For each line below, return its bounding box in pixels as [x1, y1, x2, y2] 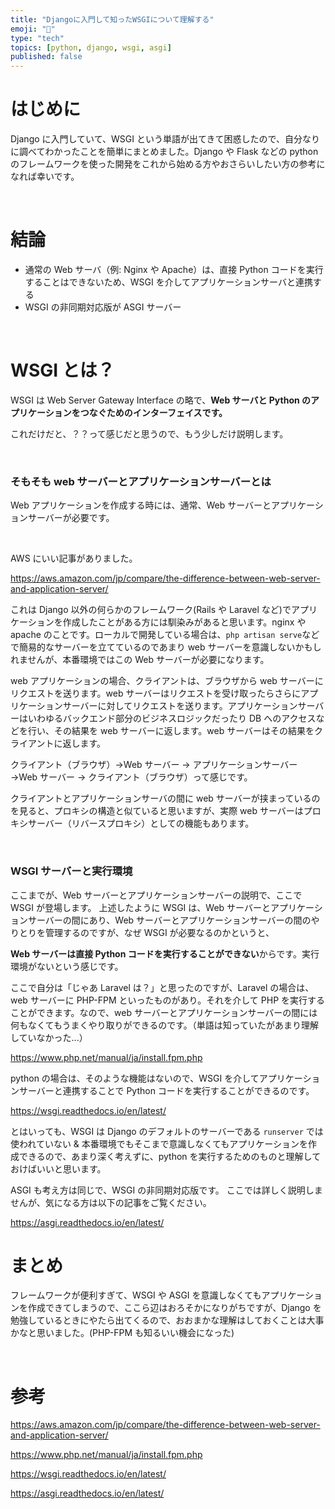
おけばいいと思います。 [10, 1162, 107, 1175]
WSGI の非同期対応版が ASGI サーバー [24, 301, 182, 313]
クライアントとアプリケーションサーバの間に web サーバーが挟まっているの [10, 792, 321, 805]
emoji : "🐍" [10, 24, 56, 34]
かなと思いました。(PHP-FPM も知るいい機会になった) [10, 1327, 235, 1339]
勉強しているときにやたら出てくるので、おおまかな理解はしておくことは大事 [10, 1314, 325, 1326]
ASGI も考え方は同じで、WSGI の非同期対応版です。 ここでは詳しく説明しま [10, 1184, 323, 1196]
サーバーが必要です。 [27, 512, 115, 524]
